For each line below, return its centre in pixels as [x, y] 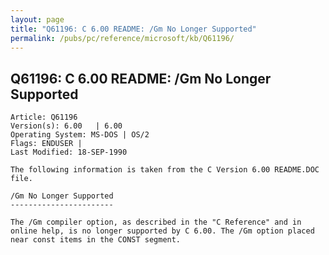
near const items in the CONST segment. [96, 240]
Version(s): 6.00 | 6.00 [66, 126]
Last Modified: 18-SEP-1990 [69, 152]
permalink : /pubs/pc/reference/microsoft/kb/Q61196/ [122, 38]
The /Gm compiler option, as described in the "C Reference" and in [156, 222]
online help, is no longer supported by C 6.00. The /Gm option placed [162, 231]
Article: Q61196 [44, 117]
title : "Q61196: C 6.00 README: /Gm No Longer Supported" [133, 29]
